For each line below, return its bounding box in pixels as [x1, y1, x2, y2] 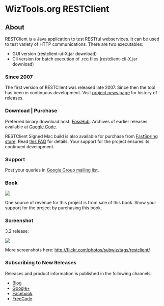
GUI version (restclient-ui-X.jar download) [12, 51, 97, 56]
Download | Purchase [5, 107, 57, 114]
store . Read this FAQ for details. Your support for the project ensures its [5, 139, 150, 144]
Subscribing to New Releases [5, 259, 77, 266]
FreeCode [12, 296, 33, 302]
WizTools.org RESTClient [5, 3, 109, 15]
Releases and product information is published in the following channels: [5, 270, 152, 276]
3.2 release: [5, 228, 29, 234]
